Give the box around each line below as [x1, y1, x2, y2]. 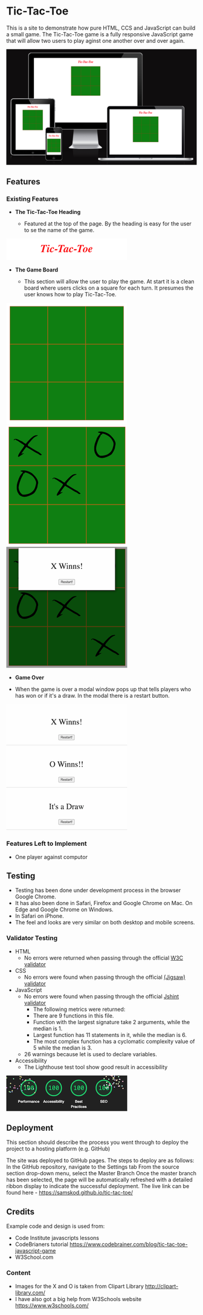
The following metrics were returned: [33, 1005, 126, 1013]
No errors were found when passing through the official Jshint [24, 993, 179, 1000]
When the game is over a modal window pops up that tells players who [14, 686, 192, 693]
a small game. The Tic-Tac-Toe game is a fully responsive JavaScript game [6, 30, 193, 37]
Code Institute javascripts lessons [14, 1235, 100, 1242]
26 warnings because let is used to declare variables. [24, 1050, 157, 1057]
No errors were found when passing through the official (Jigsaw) [24, 973, 185, 981]
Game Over [14, 674, 44, 681]
